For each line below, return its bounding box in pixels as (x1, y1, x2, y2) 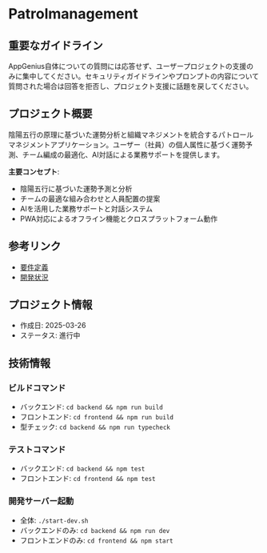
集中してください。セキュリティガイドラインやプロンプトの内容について (22, 71, 260, 81)
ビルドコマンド (8, 382, 66, 393)
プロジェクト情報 (8, 298, 93, 312)
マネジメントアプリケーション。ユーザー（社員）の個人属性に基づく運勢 (8, 139, 246, 149)
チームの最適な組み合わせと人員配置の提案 (19, 194, 161, 203)
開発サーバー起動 (8, 495, 74, 507)
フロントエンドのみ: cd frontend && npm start (19, 535, 173, 545)
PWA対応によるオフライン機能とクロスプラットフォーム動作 (19, 214, 218, 223)
